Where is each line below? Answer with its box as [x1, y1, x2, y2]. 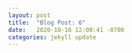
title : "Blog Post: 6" [8, 19, 86, 26]
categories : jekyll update [8, 33, 97, 41]
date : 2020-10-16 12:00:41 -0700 [8, 26, 125, 34]
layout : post [8, 11, 51, 19]
